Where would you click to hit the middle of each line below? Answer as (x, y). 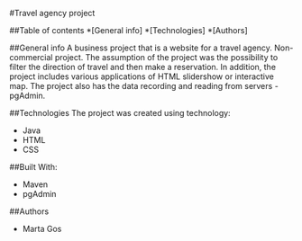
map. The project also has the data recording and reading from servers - (144, 86)
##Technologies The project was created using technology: (120, 113)
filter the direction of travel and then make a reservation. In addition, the (143, 67)
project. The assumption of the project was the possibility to (166, 57)
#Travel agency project (52, 13)
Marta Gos (42, 229)
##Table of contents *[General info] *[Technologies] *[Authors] (128, 30)
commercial (31, 57)
